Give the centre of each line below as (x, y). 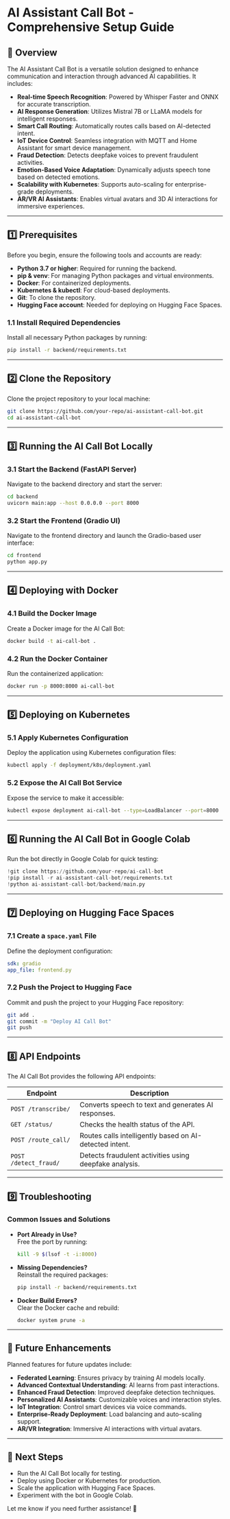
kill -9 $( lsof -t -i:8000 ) (57, 1254)
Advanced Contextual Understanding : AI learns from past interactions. (118, 1385)
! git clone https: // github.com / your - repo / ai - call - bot (86, 872)
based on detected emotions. (59, 177)
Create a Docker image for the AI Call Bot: (66, 628)
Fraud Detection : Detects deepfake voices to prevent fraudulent (107, 155)
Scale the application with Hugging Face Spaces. (86, 1488)
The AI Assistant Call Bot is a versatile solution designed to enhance (103, 69)
